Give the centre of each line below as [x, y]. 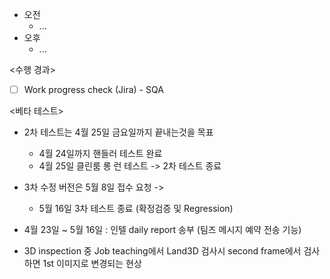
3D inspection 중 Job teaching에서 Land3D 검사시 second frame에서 [162, 251]
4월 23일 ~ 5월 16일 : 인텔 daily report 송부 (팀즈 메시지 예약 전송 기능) [162, 230]
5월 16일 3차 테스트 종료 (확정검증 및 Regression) [136, 209]
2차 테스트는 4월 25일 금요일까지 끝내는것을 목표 [118, 132]
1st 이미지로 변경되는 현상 [92, 264]
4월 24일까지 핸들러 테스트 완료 [100, 154]
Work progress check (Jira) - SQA [93, 89]
